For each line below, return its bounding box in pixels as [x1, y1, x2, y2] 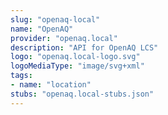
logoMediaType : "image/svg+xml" [10, 61, 145, 71]
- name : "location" [10, 80, 92, 90]
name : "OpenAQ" [10, 24, 74, 34]
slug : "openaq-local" [10, 14, 101, 25]
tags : [10, 71, 33, 81]
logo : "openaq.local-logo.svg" [10, 52, 141, 62]
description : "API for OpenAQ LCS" [10, 42, 159, 53]
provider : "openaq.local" [10, 33, 118, 43]
